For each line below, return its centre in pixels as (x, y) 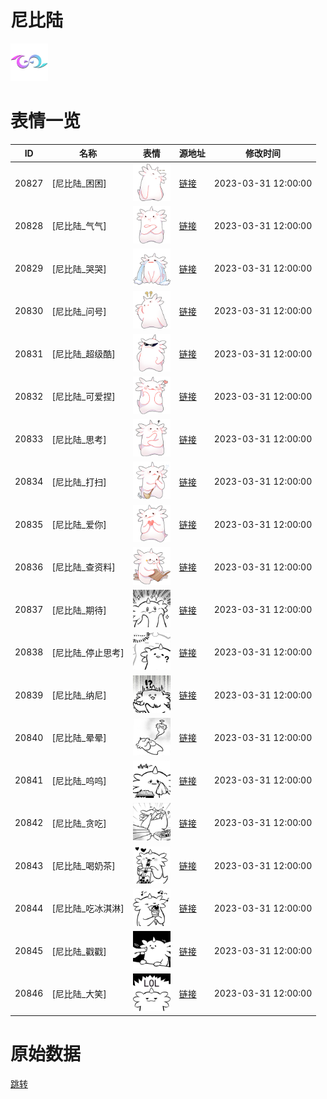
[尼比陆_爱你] (79, 525)
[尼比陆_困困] (79, 183)
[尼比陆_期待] (79, 610)
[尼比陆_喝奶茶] (83, 866)
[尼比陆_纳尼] (79, 695)
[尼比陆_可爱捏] (83, 397)
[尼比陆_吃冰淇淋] (88, 908)
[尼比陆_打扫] (79, 482)
